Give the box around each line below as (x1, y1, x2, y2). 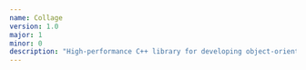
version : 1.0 (9, 22, 59, 31)
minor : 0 (9, 38, 43, 48)
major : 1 (9, 30, 43, 39)
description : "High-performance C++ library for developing (9, 47, 243, 56)
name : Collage (9, 13, 64, 23)
